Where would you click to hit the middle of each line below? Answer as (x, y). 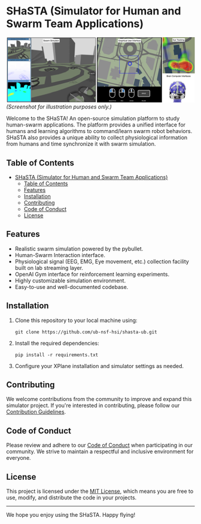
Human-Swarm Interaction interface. (60, 255)
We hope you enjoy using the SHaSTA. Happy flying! (71, 515)
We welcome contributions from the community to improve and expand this (99, 399)
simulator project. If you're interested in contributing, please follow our (93, 405)
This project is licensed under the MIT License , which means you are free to (100, 491)
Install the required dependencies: (57, 343)
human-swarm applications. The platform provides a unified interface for (96, 125)
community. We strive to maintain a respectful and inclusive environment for (100, 451)
